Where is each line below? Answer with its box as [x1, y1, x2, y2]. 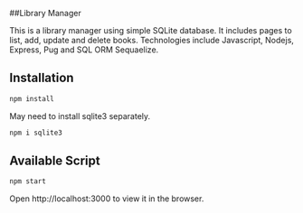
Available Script [9, 153, 101, 168]
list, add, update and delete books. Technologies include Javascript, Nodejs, [9, 35, 294, 45]
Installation [9, 70, 74, 86]
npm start [9, 177, 47, 186]
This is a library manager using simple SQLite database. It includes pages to [9, 25, 292, 35]
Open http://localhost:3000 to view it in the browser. [9, 193, 204, 204]
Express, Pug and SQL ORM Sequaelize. [9, 44, 159, 55]
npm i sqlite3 [9, 128, 63, 137]
